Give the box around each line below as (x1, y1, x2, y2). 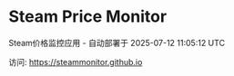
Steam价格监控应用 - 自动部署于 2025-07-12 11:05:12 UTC (8, 37, 225, 48)
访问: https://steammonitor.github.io (8, 56, 143, 67)
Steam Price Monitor (8, 6, 168, 27)
